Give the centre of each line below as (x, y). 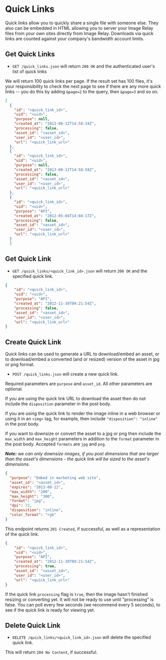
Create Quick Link (33, 342)
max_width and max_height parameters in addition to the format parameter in (82, 439)
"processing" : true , (35, 566)
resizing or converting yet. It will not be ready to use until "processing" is (80, 599)
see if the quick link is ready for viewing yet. (50, 610)
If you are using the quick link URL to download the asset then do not (76, 399)
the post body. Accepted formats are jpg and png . (55, 444)
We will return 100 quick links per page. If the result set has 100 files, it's (79, 81)
